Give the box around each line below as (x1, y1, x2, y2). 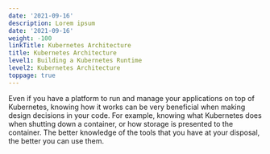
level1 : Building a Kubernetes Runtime (8, 57, 143, 65)
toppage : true (8, 71, 56, 79)
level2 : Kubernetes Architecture (8, 64, 121, 72)
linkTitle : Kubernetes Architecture (8, 42, 131, 50)
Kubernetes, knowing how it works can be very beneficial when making (8, 102, 246, 111)
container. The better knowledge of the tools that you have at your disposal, (8, 128, 260, 137)
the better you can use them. (8, 136, 105, 145)
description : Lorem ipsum (8, 19, 95, 27)
